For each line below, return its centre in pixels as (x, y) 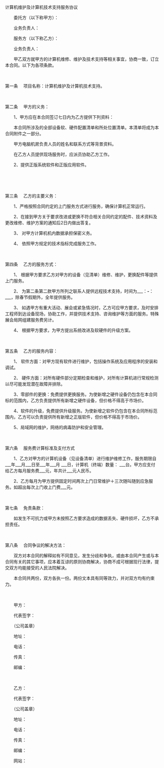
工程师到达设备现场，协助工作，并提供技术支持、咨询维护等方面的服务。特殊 (82, 314)
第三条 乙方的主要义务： (31, 196)
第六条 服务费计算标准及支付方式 (40, 448)
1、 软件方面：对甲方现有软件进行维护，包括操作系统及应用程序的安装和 (85, 361)
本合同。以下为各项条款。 (31, 65)
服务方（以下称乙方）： (36, 38)
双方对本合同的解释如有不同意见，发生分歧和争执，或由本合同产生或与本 (86, 555)
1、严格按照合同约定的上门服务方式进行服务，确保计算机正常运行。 (81, 206)
